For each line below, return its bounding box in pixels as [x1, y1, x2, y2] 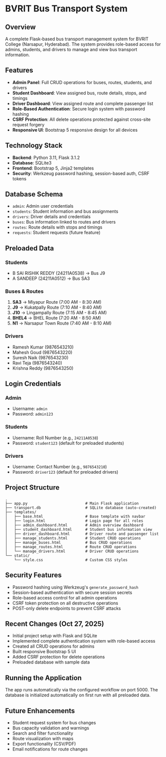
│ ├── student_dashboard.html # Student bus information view [5, 527, 153, 532]
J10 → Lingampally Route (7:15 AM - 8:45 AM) [12, 310, 107, 316]
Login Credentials [5, 380, 61, 388]
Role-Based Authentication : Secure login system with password [12, 105, 145, 112]
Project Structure [5, 483, 60, 492]
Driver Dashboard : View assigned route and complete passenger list [12, 100, 154, 106]
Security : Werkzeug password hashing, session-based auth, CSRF [12, 170, 150, 176]
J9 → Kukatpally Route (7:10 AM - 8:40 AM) [12, 304, 102, 311]
